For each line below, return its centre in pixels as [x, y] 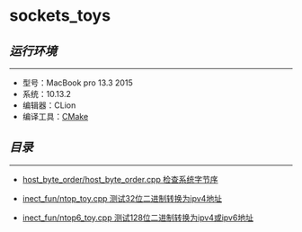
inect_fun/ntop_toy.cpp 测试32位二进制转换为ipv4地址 [122, 198]
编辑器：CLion [49, 105]
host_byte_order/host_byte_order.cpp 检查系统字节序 [120, 179]
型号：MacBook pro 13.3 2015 [77, 83]
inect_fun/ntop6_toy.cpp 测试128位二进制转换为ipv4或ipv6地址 [138, 218]
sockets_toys [60, 16]
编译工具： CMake [55, 116]
